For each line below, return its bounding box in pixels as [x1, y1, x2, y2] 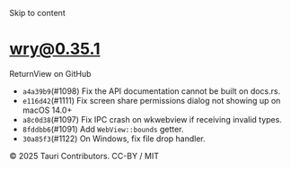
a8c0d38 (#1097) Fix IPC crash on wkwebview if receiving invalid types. [22, 114, 283, 124]
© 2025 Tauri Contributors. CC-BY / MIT [9, 150, 160, 161]
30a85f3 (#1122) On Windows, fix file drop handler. [22, 133, 206, 144]
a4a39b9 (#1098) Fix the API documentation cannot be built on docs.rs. [22, 85, 281, 97]
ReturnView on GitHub [9, 68, 92, 79]
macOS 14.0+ [22, 105, 73, 115]
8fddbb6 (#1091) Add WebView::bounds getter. [22, 123, 184, 134]
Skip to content [9, 8, 66, 18]
